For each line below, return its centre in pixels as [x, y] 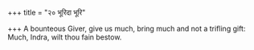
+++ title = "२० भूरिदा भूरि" [47, 12]
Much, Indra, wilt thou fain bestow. [65, 37]
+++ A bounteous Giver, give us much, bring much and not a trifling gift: [127, 29]
